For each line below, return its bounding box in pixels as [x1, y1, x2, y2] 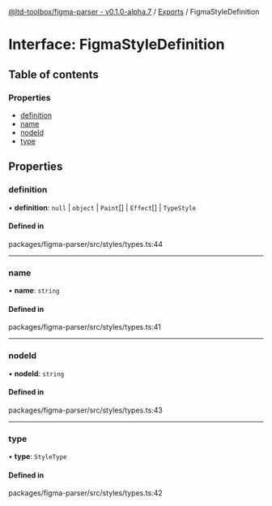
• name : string [8, 286, 60, 296]
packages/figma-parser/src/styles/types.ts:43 [8, 405, 164, 415]
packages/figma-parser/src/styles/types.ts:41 [8, 322, 162, 332]
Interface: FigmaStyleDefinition [8, 36, 225, 54]
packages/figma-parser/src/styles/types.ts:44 [8, 239, 164, 249]
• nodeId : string [8, 369, 65, 378]
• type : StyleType [8, 452, 67, 461]
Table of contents [8, 67, 99, 81]
